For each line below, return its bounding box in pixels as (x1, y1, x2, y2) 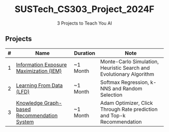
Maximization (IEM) (16, 67, 62, 74)
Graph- (44, 99, 62, 106)
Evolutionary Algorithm (100, 70, 154, 77)
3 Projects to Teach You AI (57, 20, 112, 26)
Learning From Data (16, 82, 63, 89)
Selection (100, 91, 123, 98)
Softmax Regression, (100, 79, 149, 86)
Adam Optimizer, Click (100, 99, 153, 106)
